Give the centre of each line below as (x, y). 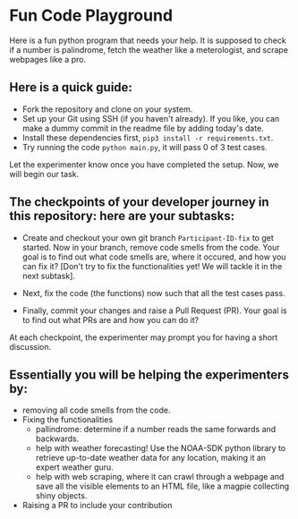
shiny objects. (61, 496)
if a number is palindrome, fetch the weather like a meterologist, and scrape (149, 49)
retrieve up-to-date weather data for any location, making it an (151, 458)
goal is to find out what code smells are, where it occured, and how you (154, 257)
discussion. (30, 346)
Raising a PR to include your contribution (97, 506)
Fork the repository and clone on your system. (107, 109)
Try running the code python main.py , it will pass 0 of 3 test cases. (145, 147)
